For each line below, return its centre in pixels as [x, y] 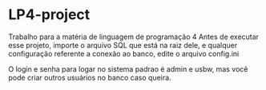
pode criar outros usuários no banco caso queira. [90, 77]
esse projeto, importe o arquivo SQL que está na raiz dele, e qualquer [123, 45]
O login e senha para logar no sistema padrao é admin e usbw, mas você [128, 68]
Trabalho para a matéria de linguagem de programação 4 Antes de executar [133, 37]
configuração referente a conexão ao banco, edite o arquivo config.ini [124, 53]
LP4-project [49, 15]
